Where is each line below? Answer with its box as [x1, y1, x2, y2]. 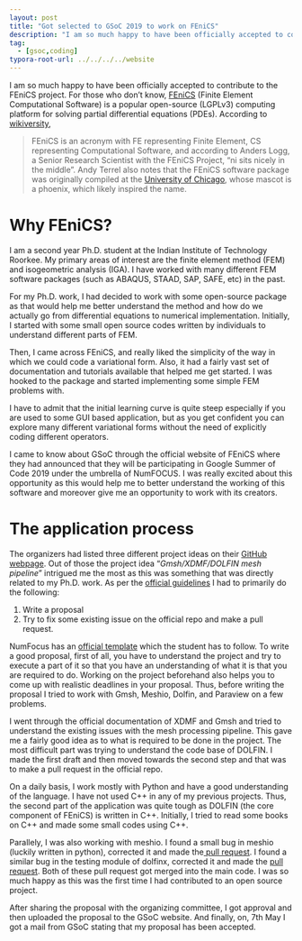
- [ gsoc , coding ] [17, 47, 78, 56]
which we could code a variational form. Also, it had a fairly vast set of [9, 356, 270, 367]
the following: [9, 587, 60, 598]
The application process [9, 519, 195, 539]
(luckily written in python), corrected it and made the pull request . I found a [9, 846, 288, 857]
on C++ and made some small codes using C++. [9, 819, 189, 830]
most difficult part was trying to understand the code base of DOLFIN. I [9, 745, 273, 755]
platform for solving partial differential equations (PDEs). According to [9, 109, 268, 119]
